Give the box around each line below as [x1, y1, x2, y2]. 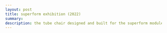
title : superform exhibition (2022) [5, 12, 81, 16]
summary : [5, 16, 23, 21]
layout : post [5, 7, 32, 12]
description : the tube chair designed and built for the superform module [5, 20, 164, 26]
